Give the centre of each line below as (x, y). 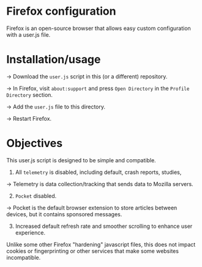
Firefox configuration (61, 11)
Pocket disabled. (36, 196)
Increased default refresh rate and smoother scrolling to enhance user (104, 226)
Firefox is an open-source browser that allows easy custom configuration (99, 28)
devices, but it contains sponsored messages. (64, 214)
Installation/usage (54, 60)
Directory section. (30, 95)
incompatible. (24, 257)
